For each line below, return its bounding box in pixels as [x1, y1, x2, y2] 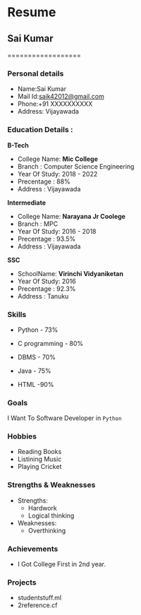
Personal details [7, 68, 64, 78]
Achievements [7, 544, 59, 554]
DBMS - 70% [17, 352, 56, 361]
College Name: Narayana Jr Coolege [17, 212, 125, 220]
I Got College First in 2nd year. [17, 560, 106, 568]
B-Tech [7, 141, 30, 149]
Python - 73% [17, 326, 59, 334]
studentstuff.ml [17, 594, 62, 602]
